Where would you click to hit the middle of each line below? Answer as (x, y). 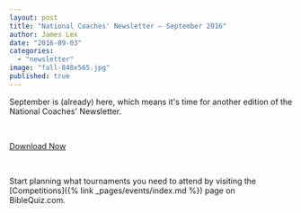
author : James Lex (44, 34)
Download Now (38, 146)
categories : (31, 51)
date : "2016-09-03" (46, 43)
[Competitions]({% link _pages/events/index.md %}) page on (122, 191)
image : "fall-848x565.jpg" (60, 68)
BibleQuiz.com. (37, 200)
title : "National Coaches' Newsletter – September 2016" (118, 26)
